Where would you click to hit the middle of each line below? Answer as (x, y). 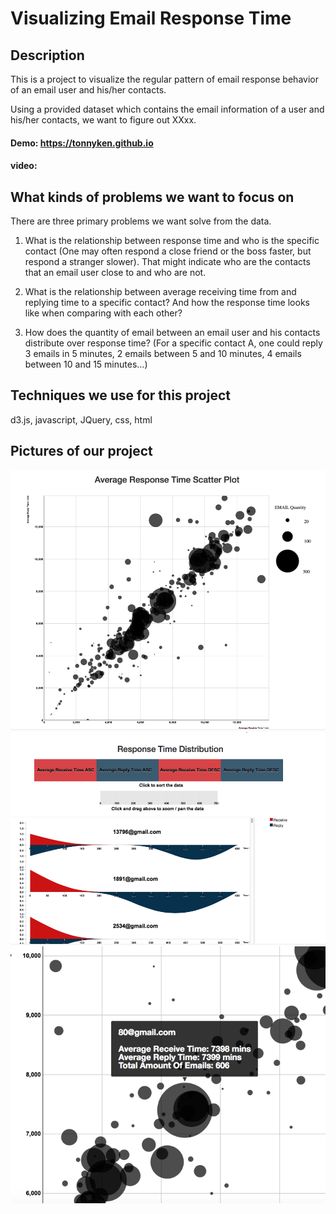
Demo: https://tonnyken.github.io (82, 143)
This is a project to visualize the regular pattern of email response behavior (164, 79)
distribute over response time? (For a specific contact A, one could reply (173, 343)
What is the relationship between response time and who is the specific (172, 240)
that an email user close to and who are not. (115, 272)
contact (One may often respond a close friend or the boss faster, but (168, 251)
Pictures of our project (81, 451)
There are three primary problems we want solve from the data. (141, 221)
